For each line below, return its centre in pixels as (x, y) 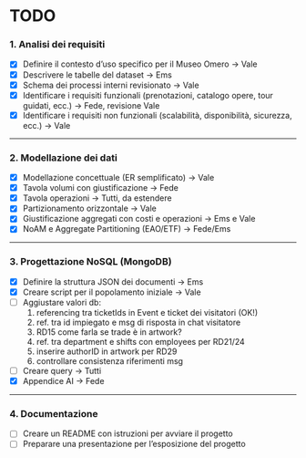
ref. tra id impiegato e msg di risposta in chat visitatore (138, 322)
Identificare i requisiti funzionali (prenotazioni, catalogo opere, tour (148, 95)
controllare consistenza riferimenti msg (110, 360)
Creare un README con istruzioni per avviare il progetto (128, 433)
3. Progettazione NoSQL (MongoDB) (91, 262)
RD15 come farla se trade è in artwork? (109, 332)
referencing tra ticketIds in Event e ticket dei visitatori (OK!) (147, 312)
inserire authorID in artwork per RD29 (107, 351)
